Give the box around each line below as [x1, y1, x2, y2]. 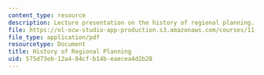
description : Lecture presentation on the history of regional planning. [8, 19, 255, 27]
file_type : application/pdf [8, 33, 101, 41]
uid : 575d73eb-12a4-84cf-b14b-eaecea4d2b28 [8, 55, 153, 63]
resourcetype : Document [8, 41, 86, 48]
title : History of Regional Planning [8, 48, 132, 55]
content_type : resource [8, 11, 86, 20]
